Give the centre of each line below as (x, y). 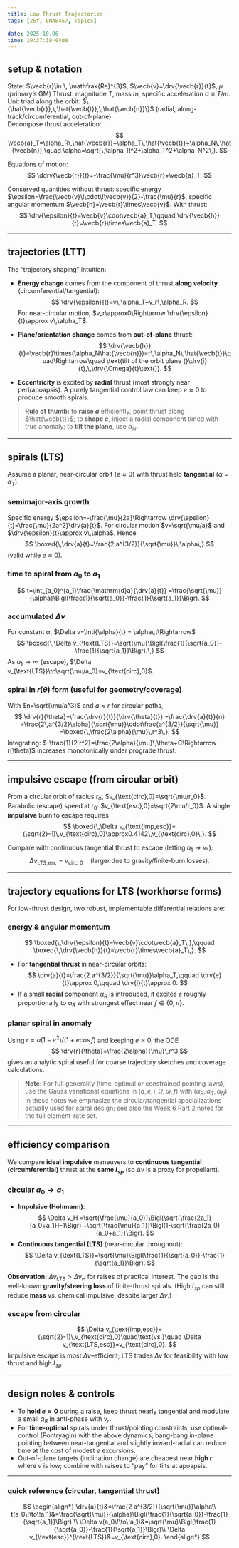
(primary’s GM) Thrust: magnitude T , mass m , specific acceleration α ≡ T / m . (119, 94)
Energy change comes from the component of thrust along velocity (118, 283)
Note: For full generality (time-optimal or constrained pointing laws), (125, 1084)
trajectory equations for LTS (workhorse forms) (115, 891)
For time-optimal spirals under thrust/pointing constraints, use (110, 1428)
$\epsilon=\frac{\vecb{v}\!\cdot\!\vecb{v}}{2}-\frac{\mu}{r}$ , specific (110, 197)
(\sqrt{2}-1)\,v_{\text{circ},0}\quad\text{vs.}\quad (110, 1337)
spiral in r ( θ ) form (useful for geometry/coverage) (95, 690)
